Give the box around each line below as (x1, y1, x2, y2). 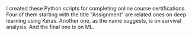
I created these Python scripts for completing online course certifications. (6, 5, 186, 12)
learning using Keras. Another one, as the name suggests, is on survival (6, 17, 181, 24)
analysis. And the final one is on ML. (6, 23, 95, 30)
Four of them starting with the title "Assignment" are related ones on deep (6, 11, 187, 18)
